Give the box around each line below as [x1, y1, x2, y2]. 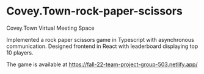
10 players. [6, 49, 34, 56]
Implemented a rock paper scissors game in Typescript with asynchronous [6, 36, 194, 43]
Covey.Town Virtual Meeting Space [6, 24, 95, 32]
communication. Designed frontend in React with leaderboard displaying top [6, 42, 199, 50]
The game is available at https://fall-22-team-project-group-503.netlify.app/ [6, 61, 198, 68]
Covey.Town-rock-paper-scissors [6, 4, 183, 18]
